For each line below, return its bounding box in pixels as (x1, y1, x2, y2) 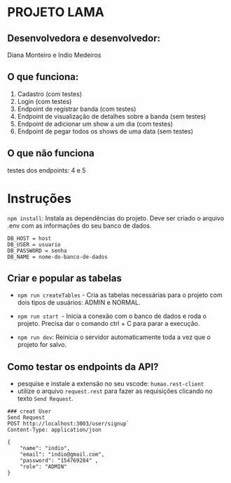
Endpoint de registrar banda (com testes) (17, 105, 136, 113)
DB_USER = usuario (7, 241, 61, 248)
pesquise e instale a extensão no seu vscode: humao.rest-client (17, 380, 204, 388)
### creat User (7, 408, 52, 415)
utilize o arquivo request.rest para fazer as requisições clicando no (17, 387, 213, 395)
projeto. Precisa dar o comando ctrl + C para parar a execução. (17, 319, 200, 328)
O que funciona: (7, 71, 79, 83)
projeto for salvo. (17, 340, 67, 349)
